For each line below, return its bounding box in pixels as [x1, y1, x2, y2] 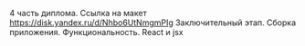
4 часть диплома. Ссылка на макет [9, 8, 148, 18]
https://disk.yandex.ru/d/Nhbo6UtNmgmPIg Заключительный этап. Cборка [9, 17, 297, 28]
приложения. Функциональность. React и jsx [9, 27, 184, 37]
